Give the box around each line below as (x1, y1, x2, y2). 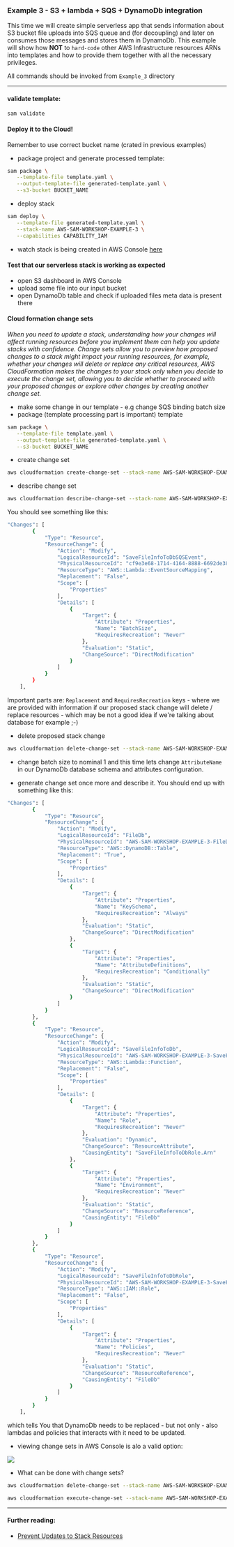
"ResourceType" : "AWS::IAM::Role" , (56, 1285, 160, 1293)
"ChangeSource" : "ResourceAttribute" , (81, 1143, 195, 1150)
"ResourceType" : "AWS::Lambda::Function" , (56, 1059, 182, 1065)
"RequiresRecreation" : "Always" (94, 909, 189, 916)
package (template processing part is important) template (17, 410, 183, 418)
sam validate (7, 110, 45, 117)
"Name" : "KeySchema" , (94, 903, 157, 910)
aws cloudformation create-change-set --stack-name (7, 469, 160, 476)
